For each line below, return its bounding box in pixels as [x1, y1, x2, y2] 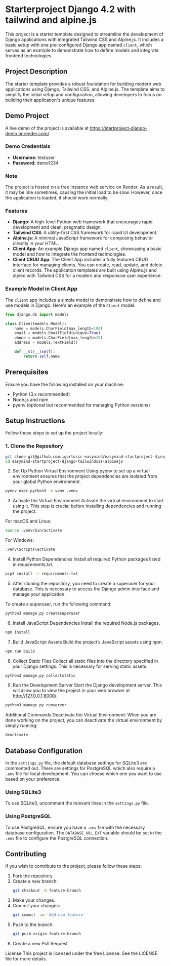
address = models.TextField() [14, 340, 78, 345]
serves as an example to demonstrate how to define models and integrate [5, 47, 159, 53]
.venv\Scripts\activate [5, 547, 56, 552]
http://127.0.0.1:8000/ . [12, 693, 58, 699]
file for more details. [5, 956, 47, 962]
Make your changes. [12, 897, 56, 903]
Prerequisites [5, 368, 49, 377]
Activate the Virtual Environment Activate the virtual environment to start [12, 498, 164, 504]
